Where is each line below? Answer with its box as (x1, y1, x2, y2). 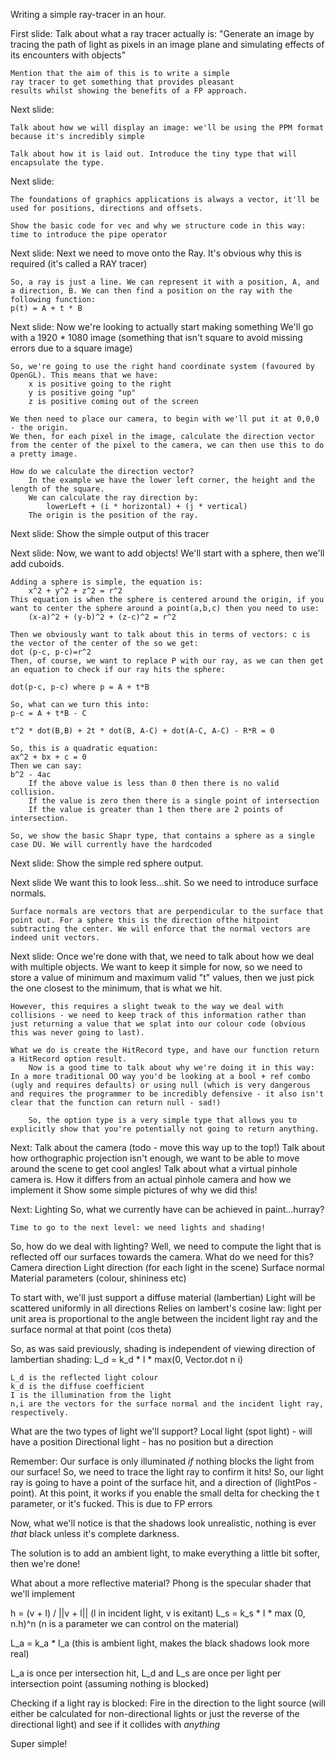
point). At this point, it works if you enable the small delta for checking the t (10, 1487, 320, 1499)
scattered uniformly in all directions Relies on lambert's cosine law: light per (10, 1302, 322, 1314)
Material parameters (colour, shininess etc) (10, 1272, 187, 1284)
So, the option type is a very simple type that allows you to (28, 1115, 298, 1125)
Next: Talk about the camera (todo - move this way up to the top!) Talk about (10, 1142, 326, 1153)
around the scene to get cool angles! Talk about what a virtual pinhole (10, 1163, 298, 1174)
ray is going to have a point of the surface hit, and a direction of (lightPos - (10, 1477, 318, 1488)
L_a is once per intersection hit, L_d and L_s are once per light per (10, 1667, 282, 1679)
